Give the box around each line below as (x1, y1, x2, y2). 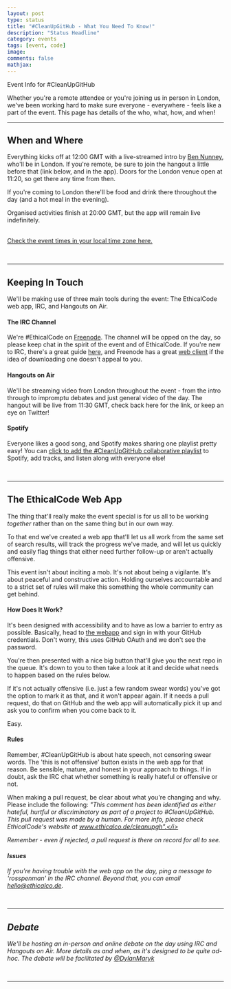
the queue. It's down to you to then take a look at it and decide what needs (7, 663, 219, 672)
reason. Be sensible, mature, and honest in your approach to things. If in (7, 765, 212, 773)
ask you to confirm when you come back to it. (7, 706, 137, 714)
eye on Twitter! (7, 408, 49, 417)
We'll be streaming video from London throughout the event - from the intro (7, 386, 221, 395)
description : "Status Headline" (7, 29, 100, 37)
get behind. (7, 590, 40, 598)
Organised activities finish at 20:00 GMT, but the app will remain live (7, 209, 201, 217)
